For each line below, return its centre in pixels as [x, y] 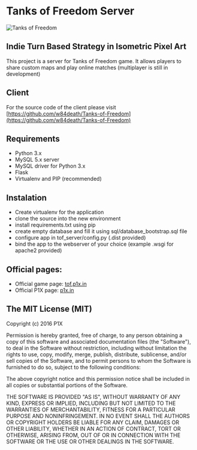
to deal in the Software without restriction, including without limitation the [96, 348]
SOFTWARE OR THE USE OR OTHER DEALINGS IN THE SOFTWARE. [90, 441]
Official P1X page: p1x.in [44, 290]
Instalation [26, 197]
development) [23, 74]
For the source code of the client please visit [61, 107]
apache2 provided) [38, 251]
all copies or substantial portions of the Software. [67, 385]
